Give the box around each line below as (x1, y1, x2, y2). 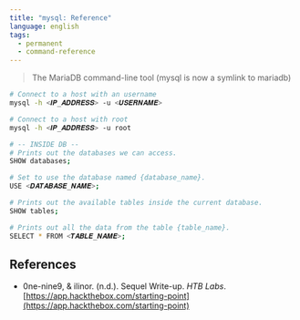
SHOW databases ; (9, 157, 71, 166)
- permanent (17, 38, 64, 48)
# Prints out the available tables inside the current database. (9, 198, 263, 207)
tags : (9, 30, 30, 39)
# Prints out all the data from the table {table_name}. (9, 222, 231, 232)
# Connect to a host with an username (9, 90, 157, 99)
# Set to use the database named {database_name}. (9, 173, 206, 182)
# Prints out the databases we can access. (9, 148, 178, 158)
